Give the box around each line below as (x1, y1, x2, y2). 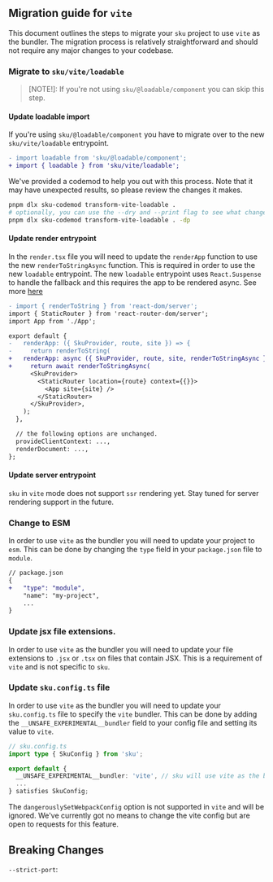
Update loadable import (8, 112, 90, 121)
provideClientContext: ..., (15, 437, 111, 445)
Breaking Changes (8, 843, 104, 857)
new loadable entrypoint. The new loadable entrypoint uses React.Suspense (8, 269, 262, 279)
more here (8, 286, 43, 296)
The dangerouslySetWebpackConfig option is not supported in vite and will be (8, 802, 265, 812)
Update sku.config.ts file (8, 682, 110, 693)
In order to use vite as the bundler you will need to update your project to (8, 536, 255, 546)
